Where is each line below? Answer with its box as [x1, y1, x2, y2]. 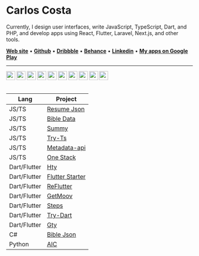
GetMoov [47, 191, 73, 200]
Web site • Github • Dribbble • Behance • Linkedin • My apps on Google [6, 47, 188, 54]
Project [56, 94, 77, 103]
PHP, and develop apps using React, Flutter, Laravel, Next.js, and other [6, 29, 179, 36]
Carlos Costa [6, 4, 72, 17]
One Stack [47, 153, 76, 161]
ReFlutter [47, 182, 73, 190]
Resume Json [47, 105, 85, 113]
